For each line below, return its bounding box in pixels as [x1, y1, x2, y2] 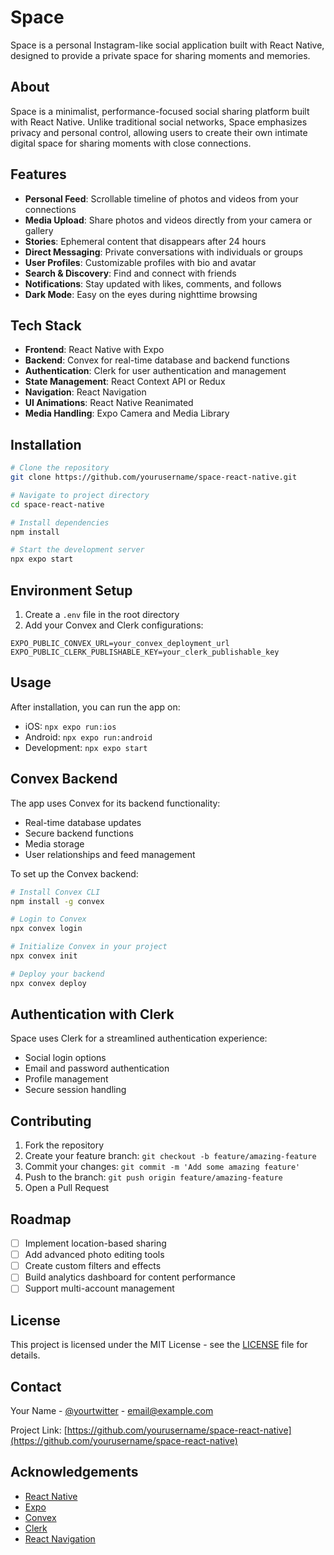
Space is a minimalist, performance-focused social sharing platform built [10, 105, 310, 117]
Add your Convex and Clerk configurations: [24, 619, 204, 631]
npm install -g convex [10, 896, 105, 906]
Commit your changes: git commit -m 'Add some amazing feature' [24, 1161, 301, 1173]
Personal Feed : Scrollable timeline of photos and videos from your [24, 192, 299, 205]
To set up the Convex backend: [10, 867, 139, 880]
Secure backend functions [24, 827, 134, 839]
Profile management [24, 1073, 109, 1085]
